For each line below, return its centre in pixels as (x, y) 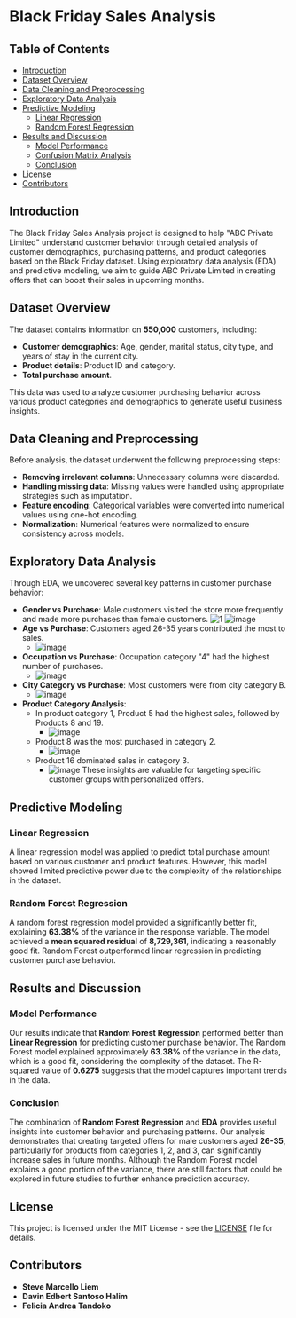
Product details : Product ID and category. (98, 365)
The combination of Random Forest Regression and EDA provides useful (143, 1122)
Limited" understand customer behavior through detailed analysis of (134, 242)
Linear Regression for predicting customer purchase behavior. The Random (148, 1042)
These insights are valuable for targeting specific (171, 770)
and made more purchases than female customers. (115, 620)
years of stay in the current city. (80, 356)
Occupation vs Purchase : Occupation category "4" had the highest (145, 657)
